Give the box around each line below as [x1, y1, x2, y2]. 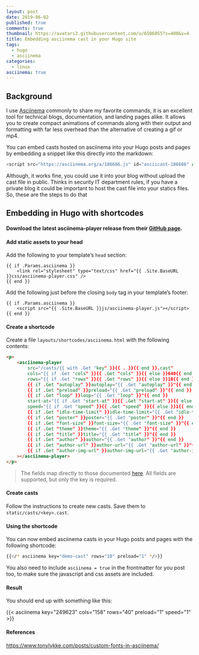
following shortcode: [6, 542, 56, 549]
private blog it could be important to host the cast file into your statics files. [6, 184, 190, 191]
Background [6, 91, 52, 101]
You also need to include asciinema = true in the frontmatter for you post [6, 564, 185, 571]
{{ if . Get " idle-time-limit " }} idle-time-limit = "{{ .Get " [27, 410, 179, 416]
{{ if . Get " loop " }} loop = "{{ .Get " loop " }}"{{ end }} [27, 392, 168, 399]
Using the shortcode [6, 522, 58, 529]
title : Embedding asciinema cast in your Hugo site [6, 36, 136, 42]
